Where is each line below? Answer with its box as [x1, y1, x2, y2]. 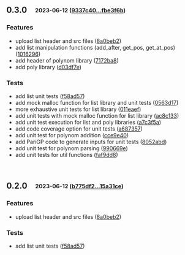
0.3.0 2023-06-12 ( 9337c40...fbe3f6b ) [6, 5, 126, 15]
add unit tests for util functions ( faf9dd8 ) [15, 151, 118, 158]
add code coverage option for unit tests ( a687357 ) [15, 125, 143, 132]
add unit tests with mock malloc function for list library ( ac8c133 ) [15, 112, 179, 119]
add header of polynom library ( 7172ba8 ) [15, 56, 119, 64]
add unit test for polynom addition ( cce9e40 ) [15, 131, 129, 139]
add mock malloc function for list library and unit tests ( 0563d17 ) [15, 99, 179, 106]
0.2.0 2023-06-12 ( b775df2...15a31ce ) [6, 181, 124, 191]
